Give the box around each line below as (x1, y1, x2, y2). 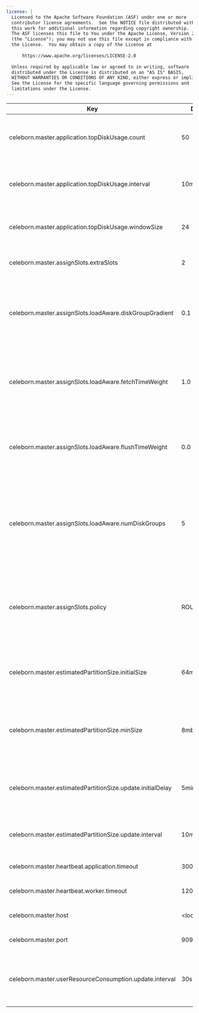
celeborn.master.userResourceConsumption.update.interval (9, 974, 176, 983)
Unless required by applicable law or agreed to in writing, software (11, 63, 190, 70)
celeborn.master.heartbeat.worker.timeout (9, 887, 127, 895)
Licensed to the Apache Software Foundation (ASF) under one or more (11, 14, 187, 20)
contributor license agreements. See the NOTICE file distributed (11, 20, 182, 25)
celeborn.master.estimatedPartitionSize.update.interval (9, 830, 162, 839)
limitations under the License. (11, 86, 92, 92)
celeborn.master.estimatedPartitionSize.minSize (9, 726, 143, 734)
